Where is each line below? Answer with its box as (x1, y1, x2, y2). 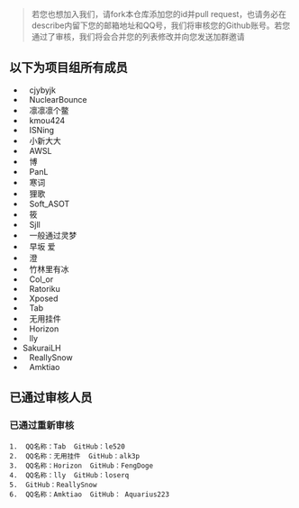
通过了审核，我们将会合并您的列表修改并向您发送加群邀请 (31, 32, 245, 41)
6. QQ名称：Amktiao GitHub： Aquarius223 (9, 490, 169, 499)
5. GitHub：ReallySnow (9, 480, 97, 489)
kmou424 (29, 114, 66, 125)
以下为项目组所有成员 (9, 60, 128, 76)
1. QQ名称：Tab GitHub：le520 (9, 441, 126, 451)
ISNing (29, 124, 55, 135)
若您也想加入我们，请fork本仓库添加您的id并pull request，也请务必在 (31, 9, 286, 19)
